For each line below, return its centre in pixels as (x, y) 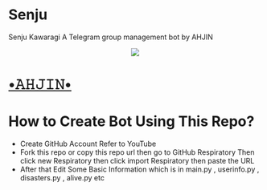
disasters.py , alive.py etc (62, 178)
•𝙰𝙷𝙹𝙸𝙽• (40, 85)
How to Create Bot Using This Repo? (131, 121)
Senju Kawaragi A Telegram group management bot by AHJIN (111, 37)
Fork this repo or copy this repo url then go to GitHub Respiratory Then (137, 152)
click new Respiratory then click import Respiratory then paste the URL (137, 161)
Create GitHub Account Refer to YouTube (88, 144)
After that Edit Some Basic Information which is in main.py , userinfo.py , (140, 169)
